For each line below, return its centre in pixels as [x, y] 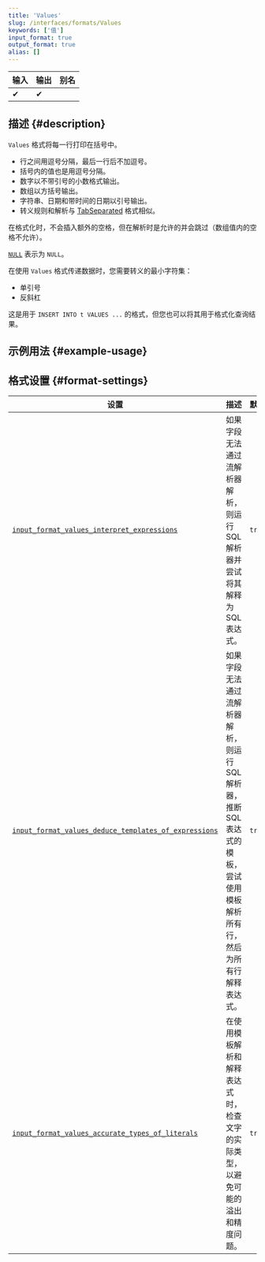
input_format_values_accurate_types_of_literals [105, 1133]
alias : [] [24, 52]
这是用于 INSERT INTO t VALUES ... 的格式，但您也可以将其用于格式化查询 [129, 314]
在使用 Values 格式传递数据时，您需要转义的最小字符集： [100, 271]
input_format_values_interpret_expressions [95, 530]
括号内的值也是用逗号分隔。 [65, 171]
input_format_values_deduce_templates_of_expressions [115, 831]
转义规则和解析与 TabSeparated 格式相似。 [90, 211]
